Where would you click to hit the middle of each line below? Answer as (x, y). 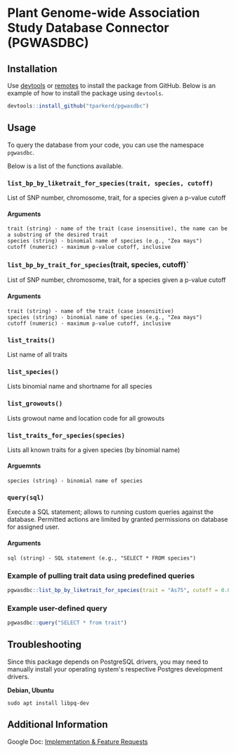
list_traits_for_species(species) (66, 435)
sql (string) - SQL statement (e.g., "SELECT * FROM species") (102, 558)
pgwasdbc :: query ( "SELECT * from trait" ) (67, 623)
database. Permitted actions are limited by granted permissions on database (118, 520)
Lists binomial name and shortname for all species (80, 386)
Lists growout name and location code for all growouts (86, 418)
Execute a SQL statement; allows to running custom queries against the (111, 512)
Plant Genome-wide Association (104, 13)
